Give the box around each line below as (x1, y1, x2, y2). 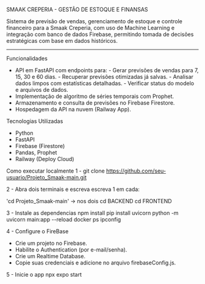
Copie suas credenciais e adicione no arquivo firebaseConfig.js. (15, 259, 176, 266)
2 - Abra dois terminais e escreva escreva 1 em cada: (6, 185, 140, 193)
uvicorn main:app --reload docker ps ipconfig (6, 216, 121, 223)
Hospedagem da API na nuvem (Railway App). (15, 106, 131, 113)
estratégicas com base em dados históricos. (6, 37, 118, 44)
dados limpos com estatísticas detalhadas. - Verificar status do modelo (15, 80, 194, 87)
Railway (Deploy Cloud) (15, 155, 74, 162)
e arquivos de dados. (15, 86, 68, 93)
